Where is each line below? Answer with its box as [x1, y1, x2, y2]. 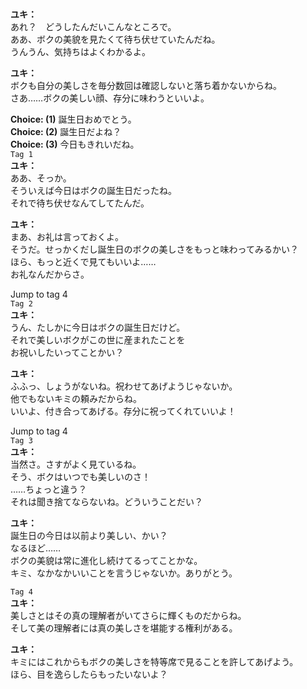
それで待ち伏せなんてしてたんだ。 [10, 197, 150, 209]
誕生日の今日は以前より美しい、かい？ [10, 530, 168, 542]
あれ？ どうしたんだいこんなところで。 [10, 21, 177, 33]
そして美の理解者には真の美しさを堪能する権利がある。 [10, 622, 238, 634]
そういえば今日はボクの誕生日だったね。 [10, 185, 177, 197]
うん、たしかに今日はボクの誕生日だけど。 [10, 322, 186, 334]
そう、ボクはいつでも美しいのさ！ [10, 471, 151, 483]
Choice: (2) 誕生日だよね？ [10, 126, 122, 138]
